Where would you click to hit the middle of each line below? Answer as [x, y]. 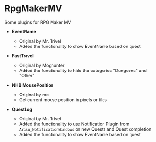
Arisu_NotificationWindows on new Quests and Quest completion [85, 129]
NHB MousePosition [33, 85]
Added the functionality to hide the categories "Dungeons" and [83, 70]
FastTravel [23, 56]
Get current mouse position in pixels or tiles [63, 100]
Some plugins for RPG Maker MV [38, 22]
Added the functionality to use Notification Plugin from [74, 124]
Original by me [34, 95]
